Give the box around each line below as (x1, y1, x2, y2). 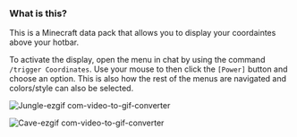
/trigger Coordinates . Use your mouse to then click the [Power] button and (9, 64, 288, 74)
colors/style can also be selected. (9, 83, 134, 94)
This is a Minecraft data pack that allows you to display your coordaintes (9, 28, 276, 39)
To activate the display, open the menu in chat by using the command (9, 55, 266, 65)
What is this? (9, 7, 67, 20)
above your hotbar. (9, 37, 79, 47)
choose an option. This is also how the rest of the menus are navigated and (9, 73, 287, 84)
